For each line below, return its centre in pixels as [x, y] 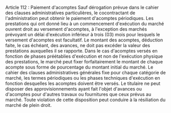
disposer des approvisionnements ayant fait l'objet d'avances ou [74, 89]
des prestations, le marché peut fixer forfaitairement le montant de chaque [84, 62]
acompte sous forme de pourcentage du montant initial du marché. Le [79, 67]
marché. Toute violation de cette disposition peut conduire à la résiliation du [85, 100]
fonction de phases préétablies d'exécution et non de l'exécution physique [84, 56]
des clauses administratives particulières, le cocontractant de [70, 13]
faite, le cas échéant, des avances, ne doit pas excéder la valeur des [78, 45]
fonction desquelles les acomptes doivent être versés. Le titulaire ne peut [83, 83]
